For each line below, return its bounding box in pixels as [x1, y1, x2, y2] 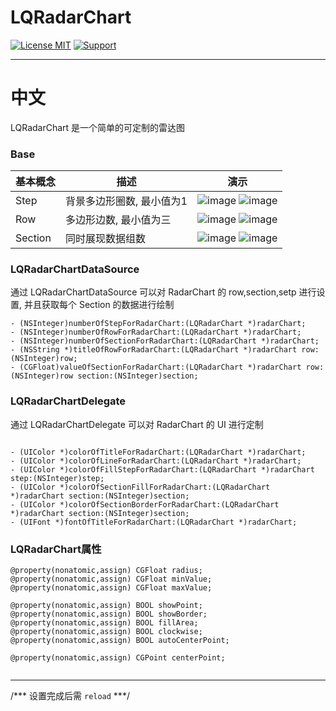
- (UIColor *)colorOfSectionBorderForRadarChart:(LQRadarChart [10, 499, 280, 510]
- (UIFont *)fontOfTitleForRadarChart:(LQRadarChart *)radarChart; [10, 517, 298, 527]
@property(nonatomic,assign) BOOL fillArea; [10, 618, 199, 628]
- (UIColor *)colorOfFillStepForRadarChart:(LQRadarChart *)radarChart [10, 464, 315, 475]
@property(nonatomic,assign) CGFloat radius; [10, 566, 203, 576]
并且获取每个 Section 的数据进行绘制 [23, 299, 175, 311]
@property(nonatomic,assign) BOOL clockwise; [10, 627, 203, 637]
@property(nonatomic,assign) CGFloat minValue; [10, 574, 213, 585]
